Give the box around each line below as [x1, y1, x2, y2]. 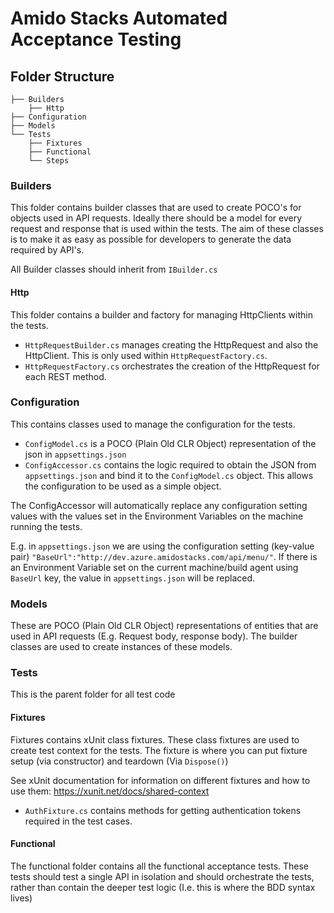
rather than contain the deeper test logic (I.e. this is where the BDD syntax [10, 881, 316, 893]
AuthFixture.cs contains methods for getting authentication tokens [24, 804, 302, 816]
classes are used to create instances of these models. [10, 641, 233, 653]
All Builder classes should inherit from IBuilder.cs [10, 263, 218, 276]
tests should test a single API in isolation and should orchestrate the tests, [10, 870, 315, 882]
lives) [10, 892, 33, 904]
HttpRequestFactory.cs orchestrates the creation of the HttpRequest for [24, 360, 320, 372]
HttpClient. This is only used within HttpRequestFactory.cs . [24, 349, 268, 361]
